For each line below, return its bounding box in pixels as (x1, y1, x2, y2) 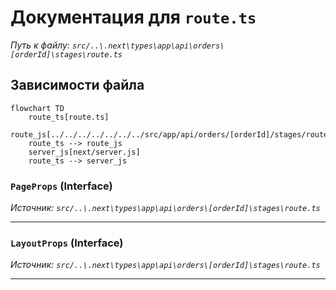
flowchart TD (10, 103, 65, 113)
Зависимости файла (10, 77, 145, 94)
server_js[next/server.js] (28, 147, 141, 157)
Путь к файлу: (10, 39, 70, 51)
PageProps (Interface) (10, 179, 113, 193)
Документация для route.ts (10, 6, 257, 29)
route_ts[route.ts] (28, 112, 110, 122)
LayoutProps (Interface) (10, 236, 124, 250)
